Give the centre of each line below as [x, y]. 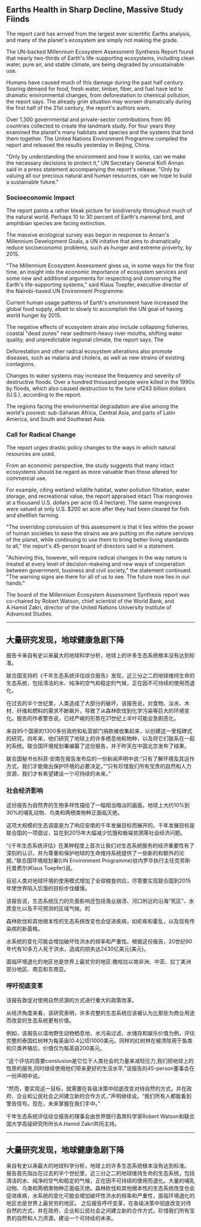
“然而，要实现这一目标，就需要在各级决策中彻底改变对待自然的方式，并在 [97, 1088]
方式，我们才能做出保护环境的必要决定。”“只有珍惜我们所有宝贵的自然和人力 [99, 766]
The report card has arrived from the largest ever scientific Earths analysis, [99, 34]
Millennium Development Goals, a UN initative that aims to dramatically [93, 241]
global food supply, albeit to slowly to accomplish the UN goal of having [95, 309]
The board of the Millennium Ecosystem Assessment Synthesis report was [98, 595]
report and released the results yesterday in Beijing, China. [78, 145]
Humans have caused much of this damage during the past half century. [95, 82]
